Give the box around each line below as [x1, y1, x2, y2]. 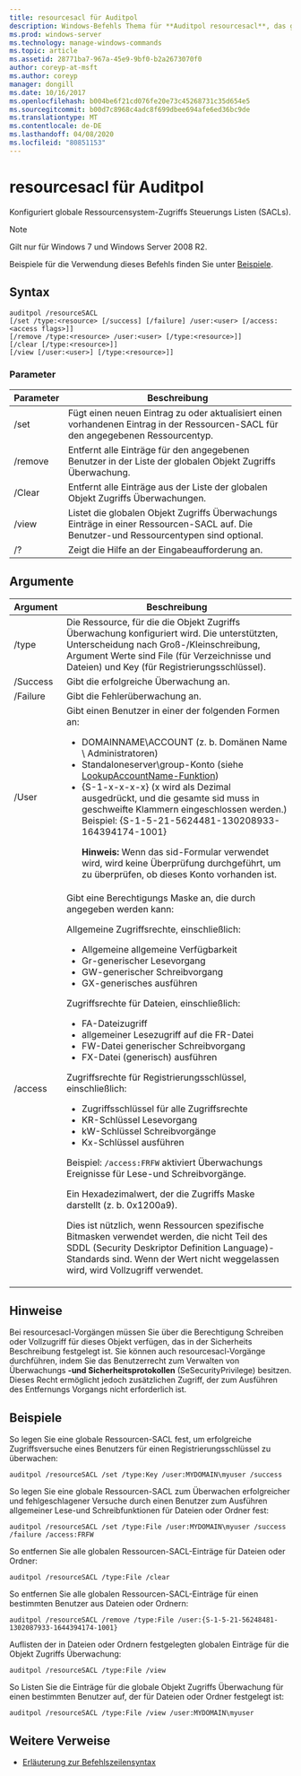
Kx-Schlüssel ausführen [82, 1136, 185, 1148]
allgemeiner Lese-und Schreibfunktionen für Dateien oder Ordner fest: [9, 1505, 270, 1516]
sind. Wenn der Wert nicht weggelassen [111, 1252, 279, 1265]
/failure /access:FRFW [9, 1530, 94, 1539]
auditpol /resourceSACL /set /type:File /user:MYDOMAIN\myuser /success [9, 1522, 287, 1532]
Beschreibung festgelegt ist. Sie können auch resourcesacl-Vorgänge [9, 1346, 266, 1357]
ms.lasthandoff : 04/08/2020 [9, 130, 115, 139]
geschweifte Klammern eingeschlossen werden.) [82, 803, 288, 815]
